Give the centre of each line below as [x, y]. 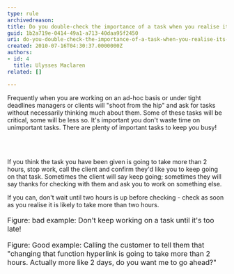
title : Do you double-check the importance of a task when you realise [113, 26]
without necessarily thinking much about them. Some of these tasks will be [115, 113]
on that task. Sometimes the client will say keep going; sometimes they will [114, 176]
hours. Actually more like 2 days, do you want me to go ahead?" [112, 262]
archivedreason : [31, 20]
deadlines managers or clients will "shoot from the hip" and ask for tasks [111, 105]
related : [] [24, 72]
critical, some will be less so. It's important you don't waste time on [104, 120]
